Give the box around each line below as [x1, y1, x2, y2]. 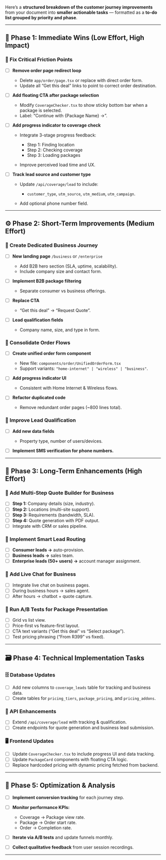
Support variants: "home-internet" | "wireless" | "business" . [19, 365, 148, 371]
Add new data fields [12, 428, 54, 434]
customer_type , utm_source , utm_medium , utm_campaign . [27, 190, 136, 197]
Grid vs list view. [12, 617, 46, 623]
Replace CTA [12, 297, 40, 303]
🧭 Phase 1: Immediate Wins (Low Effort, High [5, 34, 144, 42]
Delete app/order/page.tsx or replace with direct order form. [19, 77, 143, 83]
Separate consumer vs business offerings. [19, 288, 106, 294]
